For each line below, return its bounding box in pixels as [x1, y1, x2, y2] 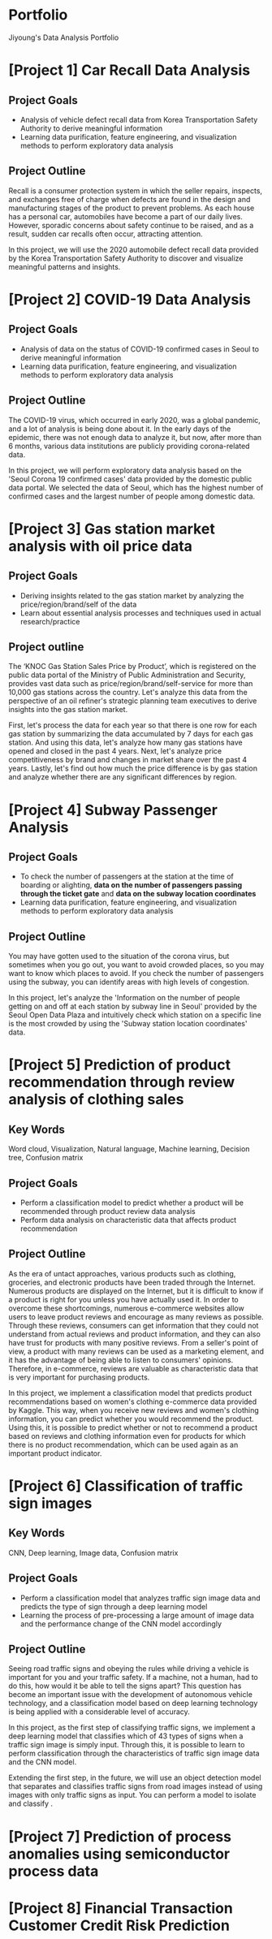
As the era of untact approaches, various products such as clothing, [8, 1268, 236, 1278]
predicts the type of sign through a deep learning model [19, 1601, 208, 1611]
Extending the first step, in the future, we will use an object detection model [8, 1773, 261, 1783]
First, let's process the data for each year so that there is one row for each [8, 720, 257, 730]
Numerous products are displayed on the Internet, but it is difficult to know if [8, 1285, 264, 1296]
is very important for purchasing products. [8, 1372, 150, 1382]
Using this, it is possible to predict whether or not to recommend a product [8, 1423, 258, 1432]
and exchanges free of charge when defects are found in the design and [8, 194, 251, 204]
